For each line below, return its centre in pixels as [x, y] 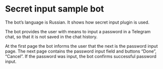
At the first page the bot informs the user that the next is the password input [81, 46]
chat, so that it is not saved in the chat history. [51, 37]
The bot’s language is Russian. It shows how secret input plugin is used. [77, 22]
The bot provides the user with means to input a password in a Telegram [78, 31]
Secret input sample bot [54, 9]
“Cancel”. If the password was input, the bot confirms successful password [81, 56]
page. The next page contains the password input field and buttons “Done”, [81, 51]
